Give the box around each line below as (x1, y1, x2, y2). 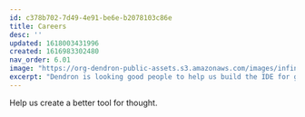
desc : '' (9, 30, 43, 39)
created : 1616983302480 (9, 47, 100, 56)
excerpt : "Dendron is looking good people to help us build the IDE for (9, 73, 290, 82)
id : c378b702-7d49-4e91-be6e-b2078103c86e (9, 13, 172, 23)
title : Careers (9, 22, 67, 31)
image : (9, 64, 34, 73)
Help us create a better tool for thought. (9, 97, 158, 108)
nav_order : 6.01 (9, 55, 71, 64)
